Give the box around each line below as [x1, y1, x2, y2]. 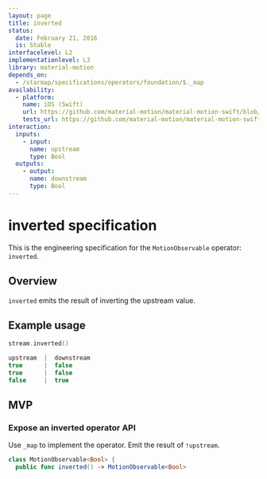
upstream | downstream [8, 354, 91, 363]
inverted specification [8, 216, 157, 234]
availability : [8, 85, 56, 94]
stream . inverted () [8, 340, 69, 347]
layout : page [8, 11, 52, 20]
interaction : [8, 123, 52, 131]
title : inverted [8, 19, 62, 27]
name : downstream [29, 175, 87, 183]
